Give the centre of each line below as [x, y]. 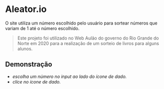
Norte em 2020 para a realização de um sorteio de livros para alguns [88, 43]
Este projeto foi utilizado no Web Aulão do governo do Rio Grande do [88, 38]
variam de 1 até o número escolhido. [42, 28]
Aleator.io [26, 9]
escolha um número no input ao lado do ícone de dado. [70, 76]
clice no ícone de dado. [37, 81]
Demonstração [29, 64]
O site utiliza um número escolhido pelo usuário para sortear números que [82, 23]
